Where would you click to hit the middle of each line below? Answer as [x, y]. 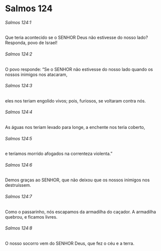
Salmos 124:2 [19, 54]
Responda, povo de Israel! [31, 43]
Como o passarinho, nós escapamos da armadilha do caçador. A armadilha [80, 212]
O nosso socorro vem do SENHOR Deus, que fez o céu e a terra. [70, 243]
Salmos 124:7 [19, 196]
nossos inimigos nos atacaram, [36, 75]
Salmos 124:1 [18, 22]
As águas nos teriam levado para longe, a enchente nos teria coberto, [75, 127]
